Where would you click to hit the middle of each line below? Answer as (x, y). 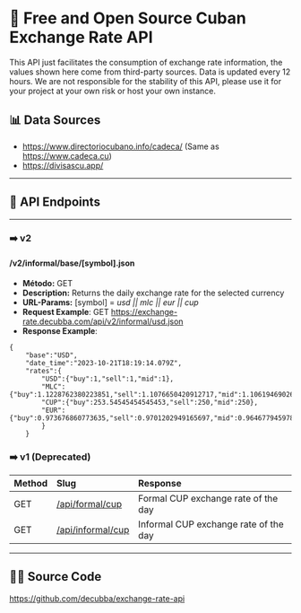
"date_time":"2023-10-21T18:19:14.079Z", (103, 363)
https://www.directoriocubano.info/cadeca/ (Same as (120, 146)
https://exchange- (144, 311)
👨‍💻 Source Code (56, 577)
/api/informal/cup (93, 530)
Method (31, 483)
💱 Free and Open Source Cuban (128, 18)
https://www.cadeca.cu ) (67, 155)
